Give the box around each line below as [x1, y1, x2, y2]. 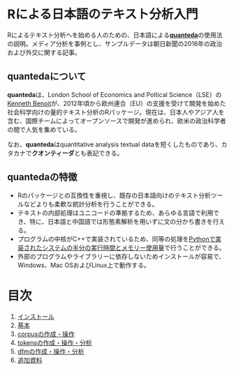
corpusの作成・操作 [17, 329, 75, 338]
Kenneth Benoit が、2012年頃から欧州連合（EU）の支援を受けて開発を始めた [7, 99, 226, 107]
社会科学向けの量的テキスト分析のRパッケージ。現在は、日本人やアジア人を [7, 107, 225, 116]
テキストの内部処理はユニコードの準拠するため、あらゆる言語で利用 [17, 209, 214, 217]
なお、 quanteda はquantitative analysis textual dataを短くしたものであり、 [7, 140, 221, 149]
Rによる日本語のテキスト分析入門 [7, 6, 198, 22]
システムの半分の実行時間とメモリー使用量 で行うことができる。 [41, 243, 226, 252]
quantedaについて [7, 70, 87, 82]
